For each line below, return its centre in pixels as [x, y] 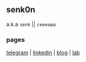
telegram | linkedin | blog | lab [43, 52]
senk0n [21, 10]
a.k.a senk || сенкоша [31, 24]
